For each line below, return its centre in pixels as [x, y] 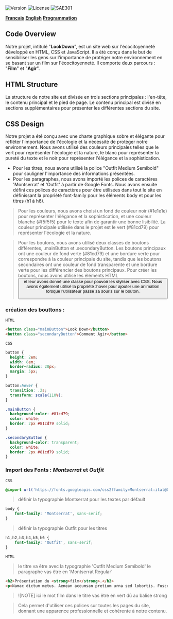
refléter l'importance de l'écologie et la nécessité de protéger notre [76, 142]
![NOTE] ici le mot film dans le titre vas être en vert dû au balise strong [92, 596]
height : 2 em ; [24, 357]
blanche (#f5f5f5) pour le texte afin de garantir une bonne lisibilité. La [92, 222]
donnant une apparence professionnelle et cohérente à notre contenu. [92, 611]
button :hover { [22, 386]
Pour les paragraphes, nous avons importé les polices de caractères [85, 179]
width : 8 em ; [23, 362]
